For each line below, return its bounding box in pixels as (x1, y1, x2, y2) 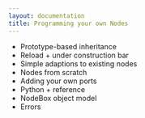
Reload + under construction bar (19, 50, 130, 60)
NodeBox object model (19, 93, 97, 103)
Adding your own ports (19, 76, 97, 86)
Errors (19, 102, 41, 112)
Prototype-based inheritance (19, 41, 117, 51)
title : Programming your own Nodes (8, 19, 129, 27)
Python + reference (19, 84, 86, 94)
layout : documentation (8, 11, 85, 20)
